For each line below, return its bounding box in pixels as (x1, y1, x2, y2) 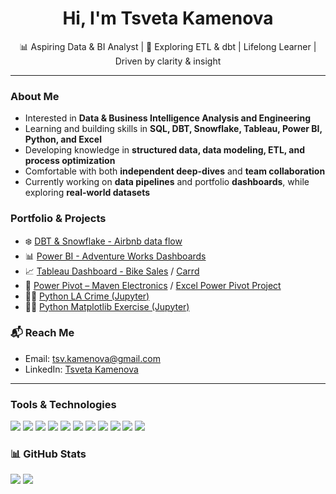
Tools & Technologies (10, 397, 117, 411)
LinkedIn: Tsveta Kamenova (24, 363, 139, 375)
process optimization (24, 155, 116, 167)
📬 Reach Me (10, 326, 75, 340)
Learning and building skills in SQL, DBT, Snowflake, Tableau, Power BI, (24, 123, 323, 135)
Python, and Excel (24, 133, 102, 146)
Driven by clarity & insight (114, 55, 222, 67)
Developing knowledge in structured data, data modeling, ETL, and (24, 144, 306, 156)
